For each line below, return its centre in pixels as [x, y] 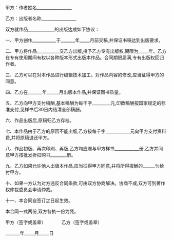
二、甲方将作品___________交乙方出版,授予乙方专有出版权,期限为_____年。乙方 [86, 51]
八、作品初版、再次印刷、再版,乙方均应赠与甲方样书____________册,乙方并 [82, 148]
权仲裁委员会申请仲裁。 [30, 189]
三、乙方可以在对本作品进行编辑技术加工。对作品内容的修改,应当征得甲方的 [85, 75]
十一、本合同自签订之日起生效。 [39, 200]
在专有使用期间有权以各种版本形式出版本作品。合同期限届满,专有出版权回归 [85, 57]
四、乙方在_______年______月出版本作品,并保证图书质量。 [64, 92]
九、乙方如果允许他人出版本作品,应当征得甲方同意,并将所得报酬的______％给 [85, 166]
